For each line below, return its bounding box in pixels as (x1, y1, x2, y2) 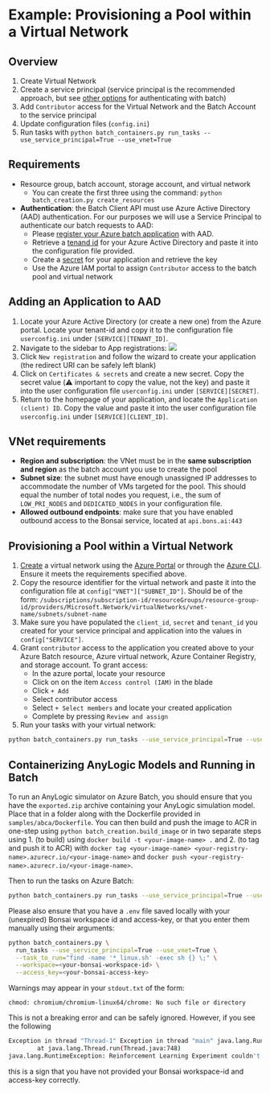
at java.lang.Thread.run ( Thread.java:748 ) (37, 1045, 182, 1053)
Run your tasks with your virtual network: (19, 720, 157, 730)
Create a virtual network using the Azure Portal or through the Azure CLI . (19, 561, 262, 571)
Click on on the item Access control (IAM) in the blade (31, 678, 213, 687)
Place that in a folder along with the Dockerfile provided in (8, 809, 201, 819)
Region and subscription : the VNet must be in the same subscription (19, 456, 252, 466)
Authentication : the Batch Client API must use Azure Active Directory (19, 203, 251, 212)
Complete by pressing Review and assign (31, 711, 169, 721)
